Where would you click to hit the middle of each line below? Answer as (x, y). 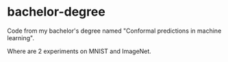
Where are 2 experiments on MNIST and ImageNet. (79, 51)
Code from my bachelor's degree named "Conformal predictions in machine (114, 31)
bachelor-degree (56, 12)
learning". (21, 37)
